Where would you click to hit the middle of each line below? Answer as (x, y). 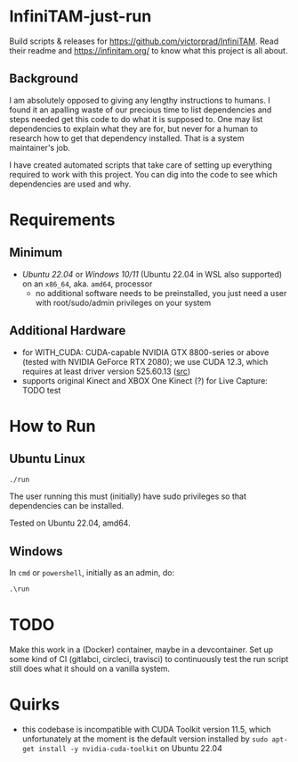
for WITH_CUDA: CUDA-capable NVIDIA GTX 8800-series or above (145, 352)
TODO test (41, 390)
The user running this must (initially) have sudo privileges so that (128, 496)
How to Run (52, 426)
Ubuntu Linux (48, 459)
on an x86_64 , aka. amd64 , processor (87, 284)
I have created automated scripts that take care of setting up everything (141, 165)
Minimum (36, 253)
